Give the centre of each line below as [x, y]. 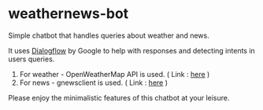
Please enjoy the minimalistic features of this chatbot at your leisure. [119, 97]
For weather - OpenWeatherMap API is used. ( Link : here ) [115, 74]
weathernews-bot [69, 14]
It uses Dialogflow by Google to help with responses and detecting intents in [132, 50]
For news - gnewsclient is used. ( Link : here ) [93, 82]
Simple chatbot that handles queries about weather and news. [109, 35]
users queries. [31, 59]
